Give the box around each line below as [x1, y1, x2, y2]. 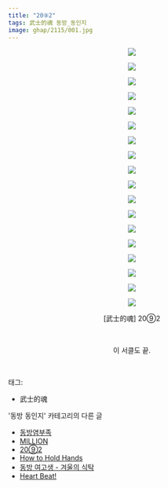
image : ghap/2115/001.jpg [8, 26, 93, 34]
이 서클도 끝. [112, 346, 152, 355]
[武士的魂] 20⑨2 [103, 314, 161, 323]
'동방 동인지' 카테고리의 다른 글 [8, 411, 103, 420]
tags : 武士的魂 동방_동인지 [8, 19, 87, 27]
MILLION [19, 437, 49, 446]
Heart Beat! [19, 471, 57, 481]
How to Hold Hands [19, 453, 83, 463]
